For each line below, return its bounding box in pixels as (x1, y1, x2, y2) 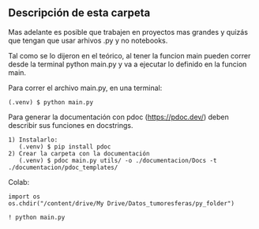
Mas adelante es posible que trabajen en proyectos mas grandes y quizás (8, 27, 249, 36)
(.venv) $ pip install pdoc (18, 142, 111, 151)
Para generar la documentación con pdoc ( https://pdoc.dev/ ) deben (8, 112, 229, 122)
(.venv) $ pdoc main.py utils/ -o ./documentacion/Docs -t (18, 156, 217, 164)
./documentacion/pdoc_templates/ (8, 163, 118, 171)
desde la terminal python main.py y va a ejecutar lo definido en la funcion (8, 59, 247, 69)
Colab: (8, 177, 30, 186)
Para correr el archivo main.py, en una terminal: (8, 83, 163, 92)
